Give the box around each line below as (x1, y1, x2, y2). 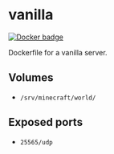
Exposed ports (8, 115, 83, 129)
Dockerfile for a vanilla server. (8, 47, 108, 57)
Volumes (8, 71, 54, 85)
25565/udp (19, 138, 54, 146)
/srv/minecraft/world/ (19, 94, 96, 102)
